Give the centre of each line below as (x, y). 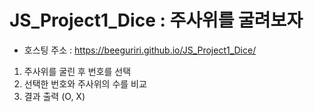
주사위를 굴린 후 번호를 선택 (77, 71)
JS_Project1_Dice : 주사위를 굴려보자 (156, 20)
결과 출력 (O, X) (54, 96)
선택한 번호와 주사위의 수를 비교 (85, 83)
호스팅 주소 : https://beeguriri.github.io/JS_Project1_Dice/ (140, 50)
